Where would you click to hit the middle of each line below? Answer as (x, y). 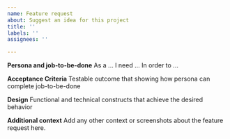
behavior (20, 107)
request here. (26, 128)
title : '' (22, 26)
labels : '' (23, 33)
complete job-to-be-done (44, 86)
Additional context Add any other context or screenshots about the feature (115, 121)
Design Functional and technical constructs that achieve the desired (105, 100)
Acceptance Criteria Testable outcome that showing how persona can (109, 79)
